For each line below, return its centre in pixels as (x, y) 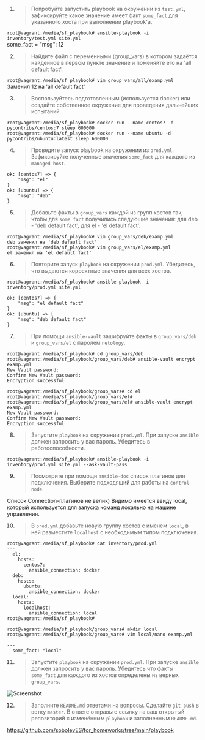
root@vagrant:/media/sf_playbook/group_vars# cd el (74, 391)
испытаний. (46, 111)
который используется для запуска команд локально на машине (92, 507)
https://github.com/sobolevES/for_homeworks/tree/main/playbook (91, 730)
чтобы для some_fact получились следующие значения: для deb (114, 219)
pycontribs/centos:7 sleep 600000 (51, 128)
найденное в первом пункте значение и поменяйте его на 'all (111, 63)
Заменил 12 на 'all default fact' (46, 86)
